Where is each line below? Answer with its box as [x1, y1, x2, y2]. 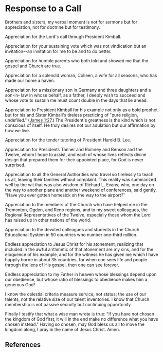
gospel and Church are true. [5, 63, 62, 69]
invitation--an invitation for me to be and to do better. [5, 48, 112, 54]
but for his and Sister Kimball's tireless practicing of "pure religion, [5, 112, 139, 117]
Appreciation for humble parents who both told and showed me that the [5, 58, 148, 63]
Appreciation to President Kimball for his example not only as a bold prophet [5, 107, 158, 113]
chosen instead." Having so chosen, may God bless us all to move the [5, 321, 145, 327]
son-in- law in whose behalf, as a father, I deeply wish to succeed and [5, 92, 146, 98]
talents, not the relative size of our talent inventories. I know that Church [5, 296, 150, 302]
